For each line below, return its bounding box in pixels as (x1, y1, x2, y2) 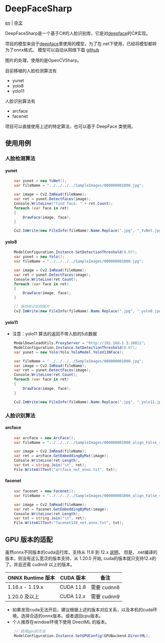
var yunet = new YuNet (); (14, 178, 67, 183)
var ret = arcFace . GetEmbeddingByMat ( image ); (14, 453, 109, 459)
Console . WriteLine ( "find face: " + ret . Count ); (14, 201, 113, 206)
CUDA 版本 (60, 575, 86, 581)
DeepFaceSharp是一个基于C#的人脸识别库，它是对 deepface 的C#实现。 (5, 30, 151, 36)
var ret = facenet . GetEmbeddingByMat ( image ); (14, 507, 109, 512)
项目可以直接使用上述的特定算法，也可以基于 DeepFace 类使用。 (5, 123, 136, 129)
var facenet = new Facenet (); (14, 489, 76, 494)
